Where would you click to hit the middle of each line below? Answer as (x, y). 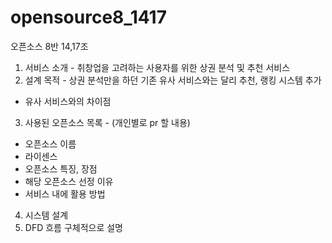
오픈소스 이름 (50, 143)
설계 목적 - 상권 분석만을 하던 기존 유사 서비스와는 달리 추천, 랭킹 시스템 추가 (173, 80)
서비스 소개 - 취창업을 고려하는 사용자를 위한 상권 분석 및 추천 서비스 (157, 67)
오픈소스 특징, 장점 (61, 168)
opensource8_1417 (88, 17)
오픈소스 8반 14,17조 (49, 46)
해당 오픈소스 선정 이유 (69, 181)
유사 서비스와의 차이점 (68, 101)
